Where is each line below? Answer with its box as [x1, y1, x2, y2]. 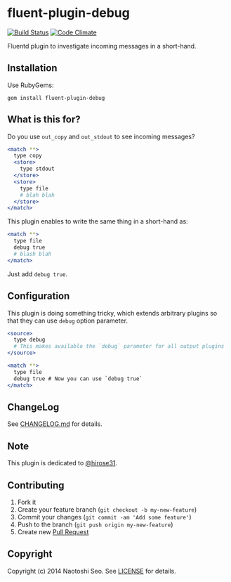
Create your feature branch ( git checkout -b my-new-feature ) [17, 505, 197, 514]
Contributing [7, 479, 65, 491]
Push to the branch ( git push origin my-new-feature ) [17, 520, 173, 529]
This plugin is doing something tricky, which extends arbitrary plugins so [7, 309, 218, 317]
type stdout [20, 165, 55, 173]
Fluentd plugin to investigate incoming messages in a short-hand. [7, 41, 197, 50]
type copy [13, 153, 42, 160]
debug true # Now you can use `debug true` [13, 375, 143, 382]
